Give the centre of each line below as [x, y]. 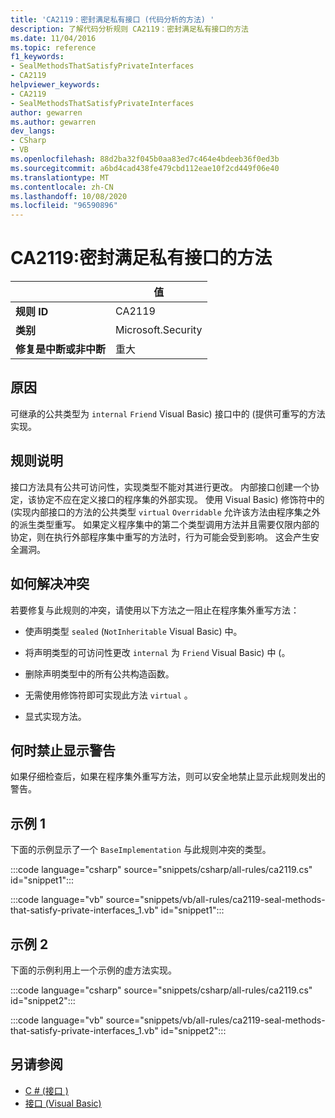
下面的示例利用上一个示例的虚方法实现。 [93, 970]
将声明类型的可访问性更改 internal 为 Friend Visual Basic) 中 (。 [157, 652]
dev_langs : [33, 131]
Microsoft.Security [159, 330]
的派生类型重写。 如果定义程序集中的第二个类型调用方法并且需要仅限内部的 [165, 524]
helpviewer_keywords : [55, 85]
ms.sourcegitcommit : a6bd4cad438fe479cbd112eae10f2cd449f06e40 [145, 168]
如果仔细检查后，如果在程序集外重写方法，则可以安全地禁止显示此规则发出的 [168, 777]
